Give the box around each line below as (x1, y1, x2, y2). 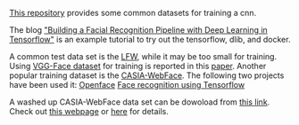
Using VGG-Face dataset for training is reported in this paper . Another (9, 61, 267, 71)
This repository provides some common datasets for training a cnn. (9, 8, 257, 18)
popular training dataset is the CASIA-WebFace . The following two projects (9, 70, 285, 81)
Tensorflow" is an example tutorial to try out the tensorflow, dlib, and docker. (9, 35, 291, 44)
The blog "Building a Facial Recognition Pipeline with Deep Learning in (9, 25, 268, 35)
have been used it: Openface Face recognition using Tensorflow (9, 80, 245, 90)
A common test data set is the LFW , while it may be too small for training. (9, 51, 278, 61)
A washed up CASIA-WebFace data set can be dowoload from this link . (9, 97, 270, 107)
